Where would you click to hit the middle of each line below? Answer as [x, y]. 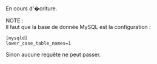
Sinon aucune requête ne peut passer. [53, 54]
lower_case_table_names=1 [38, 43]
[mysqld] [17, 38]
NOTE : [15, 21]
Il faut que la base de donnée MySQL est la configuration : [78, 27]
